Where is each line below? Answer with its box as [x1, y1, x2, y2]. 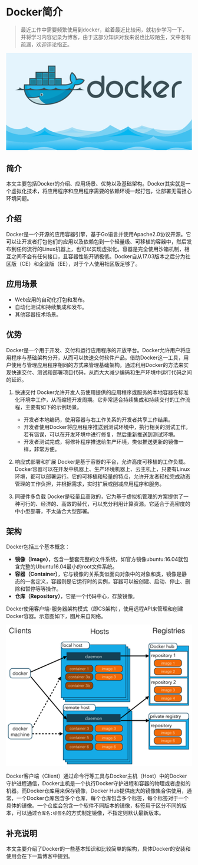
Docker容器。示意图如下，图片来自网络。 [6, 613, 107, 620]
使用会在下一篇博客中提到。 [6, 853, 74, 860]
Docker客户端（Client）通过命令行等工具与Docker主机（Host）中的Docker [6, 772, 187, 780]
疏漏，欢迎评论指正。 [20, 41, 72, 48]
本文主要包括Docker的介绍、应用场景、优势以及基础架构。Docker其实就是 [6, 180, 186, 187]
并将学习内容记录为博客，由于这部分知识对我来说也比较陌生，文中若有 [20, 33, 192, 40]
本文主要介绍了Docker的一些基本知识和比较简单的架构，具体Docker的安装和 [6, 846, 191, 853]
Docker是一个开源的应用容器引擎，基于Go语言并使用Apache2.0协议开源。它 [6, 230, 192, 238]
